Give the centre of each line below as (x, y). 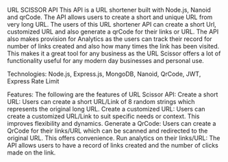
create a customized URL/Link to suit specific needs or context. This (103, 116)
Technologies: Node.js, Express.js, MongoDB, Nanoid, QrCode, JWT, (104, 74)
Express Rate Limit (33, 81)
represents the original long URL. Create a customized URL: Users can (106, 109)
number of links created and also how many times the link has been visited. (113, 46)
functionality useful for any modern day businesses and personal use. (105, 60)
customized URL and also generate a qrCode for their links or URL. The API (113, 31)
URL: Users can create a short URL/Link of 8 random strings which (101, 102)
